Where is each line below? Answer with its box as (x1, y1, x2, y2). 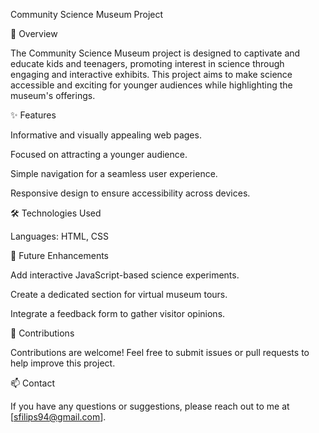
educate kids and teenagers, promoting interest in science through (10, 58, 285, 69)
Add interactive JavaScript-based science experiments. (10, 269, 240, 281)
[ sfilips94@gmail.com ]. (10, 411, 107, 423)
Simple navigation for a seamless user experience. (10, 168, 218, 179)
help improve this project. (10, 357, 116, 369)
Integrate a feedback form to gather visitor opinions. (10, 308, 226, 319)
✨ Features (10, 109, 57, 121)
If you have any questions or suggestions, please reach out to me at (10, 400, 290, 412)
